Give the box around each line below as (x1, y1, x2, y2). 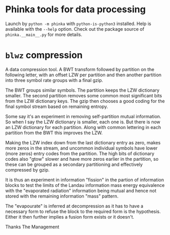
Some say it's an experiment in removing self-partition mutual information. (5, 113, 162, 119)
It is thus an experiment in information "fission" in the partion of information (5, 177, 164, 183)
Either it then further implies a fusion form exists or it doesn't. (5, 213, 134, 220)
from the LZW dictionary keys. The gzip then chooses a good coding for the (5, 98, 165, 104)
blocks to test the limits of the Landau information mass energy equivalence (5, 182, 165, 188)
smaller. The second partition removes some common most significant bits (5, 92, 162, 98)
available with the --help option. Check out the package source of (5, 26, 144, 32)
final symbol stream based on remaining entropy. (5, 103, 108, 110)
